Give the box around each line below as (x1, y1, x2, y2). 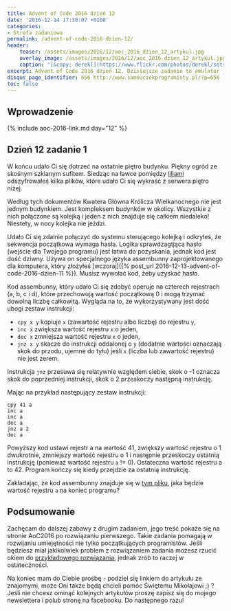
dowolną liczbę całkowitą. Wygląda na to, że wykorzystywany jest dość (7, 297, 210, 305)
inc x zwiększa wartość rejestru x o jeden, (16, 324, 139, 333)
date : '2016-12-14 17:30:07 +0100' (7, 16, 109, 23)
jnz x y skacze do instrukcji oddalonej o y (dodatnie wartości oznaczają (16, 340, 222, 348)
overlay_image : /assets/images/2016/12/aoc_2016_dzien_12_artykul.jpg (19, 55, 226, 62)
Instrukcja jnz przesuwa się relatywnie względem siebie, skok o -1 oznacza (7, 367, 220, 375)
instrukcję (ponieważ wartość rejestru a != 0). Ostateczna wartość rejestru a (7, 458, 222, 466)
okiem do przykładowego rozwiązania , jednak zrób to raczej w (7, 553, 184, 562)
